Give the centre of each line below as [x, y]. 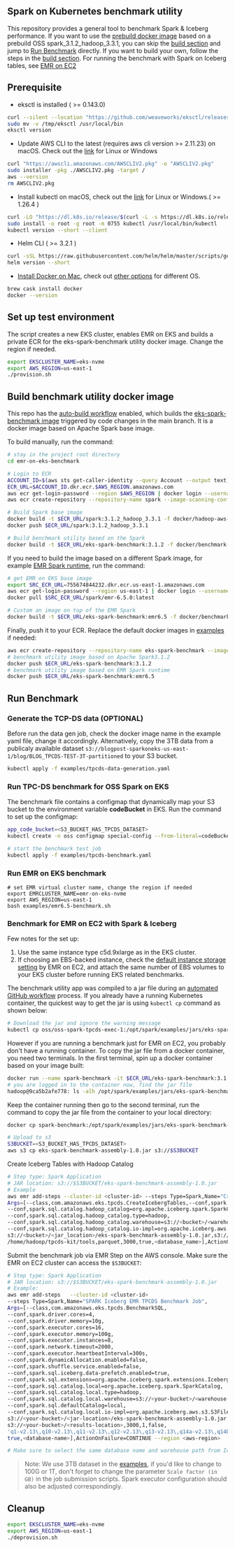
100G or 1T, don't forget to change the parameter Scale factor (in [121, 1472]
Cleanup [26, 1508]
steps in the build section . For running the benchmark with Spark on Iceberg [117, 58]
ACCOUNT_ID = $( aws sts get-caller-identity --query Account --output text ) [119, 480]
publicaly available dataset [45, 748]
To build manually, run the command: [60, 442]
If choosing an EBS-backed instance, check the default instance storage [121, 960]
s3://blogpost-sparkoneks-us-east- [137, 749]
